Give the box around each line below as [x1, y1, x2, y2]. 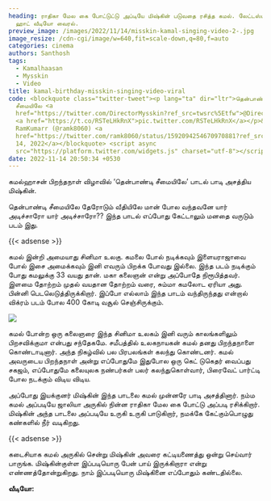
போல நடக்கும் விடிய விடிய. [8, 374, 91, 384]
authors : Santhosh [8, 49, 70, 57]
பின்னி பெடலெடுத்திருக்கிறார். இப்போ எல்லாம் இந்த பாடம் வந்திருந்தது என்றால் [8, 288, 248, 298]
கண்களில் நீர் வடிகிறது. [8, 418, 81, 427]
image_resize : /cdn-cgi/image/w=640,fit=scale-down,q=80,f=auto [8, 34, 229, 43]
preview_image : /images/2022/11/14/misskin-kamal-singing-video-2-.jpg [8, 27, 254, 35]
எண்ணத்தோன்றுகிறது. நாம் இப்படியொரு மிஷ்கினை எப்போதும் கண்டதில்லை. [8, 468, 244, 478]
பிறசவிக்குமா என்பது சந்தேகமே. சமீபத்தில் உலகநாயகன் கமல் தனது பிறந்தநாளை [8, 338, 255, 347]
